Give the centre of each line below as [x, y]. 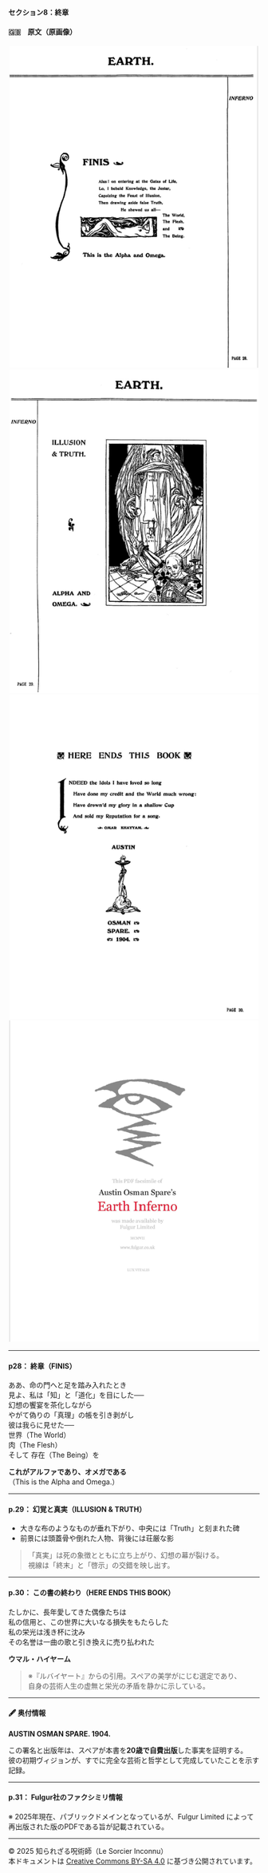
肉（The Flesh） [35, 1445]
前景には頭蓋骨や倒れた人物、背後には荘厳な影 [97, 1538]
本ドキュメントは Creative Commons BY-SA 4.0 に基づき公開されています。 [132, 1861]
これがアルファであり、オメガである [68, 1472]
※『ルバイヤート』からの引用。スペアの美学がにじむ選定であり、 [134, 1676]
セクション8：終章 [39, 12]
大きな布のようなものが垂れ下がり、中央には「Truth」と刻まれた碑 [130, 1528]
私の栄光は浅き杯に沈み [47, 1632]
